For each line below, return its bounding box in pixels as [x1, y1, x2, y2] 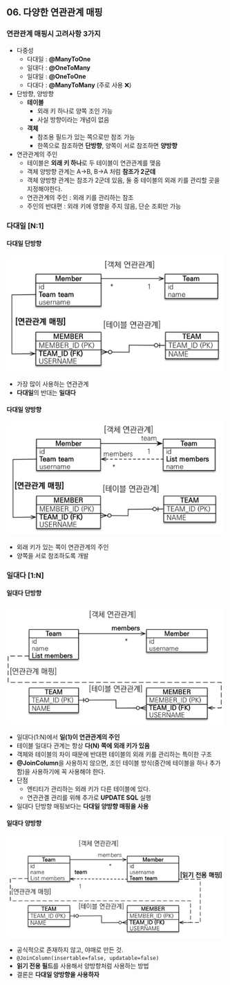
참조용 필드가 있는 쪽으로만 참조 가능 [37, 132, 135, 141]
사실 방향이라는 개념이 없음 [37, 115, 110, 123]
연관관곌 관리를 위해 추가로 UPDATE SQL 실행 [26, 793, 151, 802]
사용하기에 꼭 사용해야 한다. [31, 767, 106, 775]
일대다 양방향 [6, 819, 42, 827]
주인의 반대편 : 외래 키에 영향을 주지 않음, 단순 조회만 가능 [26, 201, 182, 210]
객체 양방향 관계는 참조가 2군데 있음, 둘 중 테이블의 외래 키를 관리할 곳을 [26, 176, 220, 184]
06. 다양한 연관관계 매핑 [6, 6, 103, 19]
